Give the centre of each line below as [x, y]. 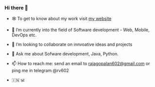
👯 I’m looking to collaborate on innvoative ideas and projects [72, 44]
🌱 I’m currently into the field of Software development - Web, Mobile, [80, 30]
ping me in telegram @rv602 [40, 70]
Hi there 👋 [17, 8]
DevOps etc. [24, 35]
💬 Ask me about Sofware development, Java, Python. [65, 54]
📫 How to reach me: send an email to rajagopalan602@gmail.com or [81, 64]
